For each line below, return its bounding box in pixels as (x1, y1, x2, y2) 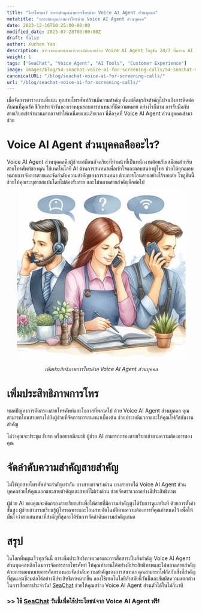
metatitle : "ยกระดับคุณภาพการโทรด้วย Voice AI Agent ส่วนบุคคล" (7, 16, 147, 22)
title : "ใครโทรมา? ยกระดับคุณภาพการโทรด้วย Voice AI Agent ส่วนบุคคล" (7, 10, 158, 16)
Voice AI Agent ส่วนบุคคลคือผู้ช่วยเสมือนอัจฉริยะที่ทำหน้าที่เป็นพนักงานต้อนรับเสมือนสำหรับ (7, 158, 192, 165)
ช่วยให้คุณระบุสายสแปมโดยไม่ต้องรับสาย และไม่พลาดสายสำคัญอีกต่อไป (7, 179, 145, 186)
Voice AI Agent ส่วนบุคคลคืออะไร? (7, 138, 160, 152)
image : (7, 67, 23, 73)
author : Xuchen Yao (7, 41, 56, 47)
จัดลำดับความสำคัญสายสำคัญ (7, 460, 119, 474)
